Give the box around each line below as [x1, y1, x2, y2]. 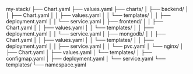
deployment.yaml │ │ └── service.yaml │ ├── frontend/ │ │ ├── [6, 18, 163, 24]
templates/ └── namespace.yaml [6, 61, 86, 68]
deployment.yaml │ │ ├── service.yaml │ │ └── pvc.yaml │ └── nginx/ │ [6, 43, 184, 50]
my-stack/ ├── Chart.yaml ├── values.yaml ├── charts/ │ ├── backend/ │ [6, 6, 189, 12]
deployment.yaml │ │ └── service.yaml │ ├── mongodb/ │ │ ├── [6, 30, 166, 37]
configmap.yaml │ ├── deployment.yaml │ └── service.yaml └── [6, 55, 166, 62]
